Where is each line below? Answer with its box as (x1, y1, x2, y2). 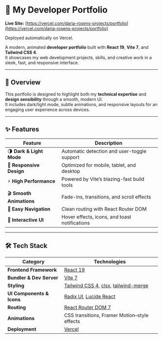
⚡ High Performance (7, 178, 56, 185)
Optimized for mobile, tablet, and (61, 162, 136, 169)
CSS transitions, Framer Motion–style (64, 312, 149, 319)
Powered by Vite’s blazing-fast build (61, 175, 145, 182)
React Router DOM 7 (64, 304, 111, 311)
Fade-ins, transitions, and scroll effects (61, 194, 151, 200)
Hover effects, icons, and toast (61, 213, 131, 220)
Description (94, 139, 123, 146)
